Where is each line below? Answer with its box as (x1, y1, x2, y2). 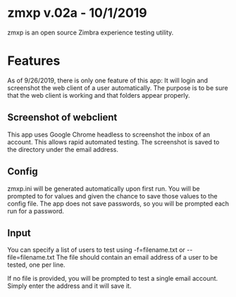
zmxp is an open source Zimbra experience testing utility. (7, 28, 174, 37)
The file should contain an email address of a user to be (56, 253, 218, 262)
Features (7, 53, 61, 69)
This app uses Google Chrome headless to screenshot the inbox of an (7, 130, 210, 139)
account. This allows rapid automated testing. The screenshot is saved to (7, 137, 220, 146)
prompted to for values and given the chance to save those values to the (7, 191, 218, 200)
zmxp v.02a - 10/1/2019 (7, 5, 148, 21)
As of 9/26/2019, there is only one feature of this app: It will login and (7, 76, 209, 84)
